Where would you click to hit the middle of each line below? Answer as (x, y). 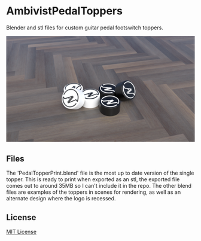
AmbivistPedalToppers (64, 11)
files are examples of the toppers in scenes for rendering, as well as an (94, 192)
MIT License (22, 232)
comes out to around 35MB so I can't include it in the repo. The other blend (99, 186)
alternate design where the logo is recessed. (61, 199)
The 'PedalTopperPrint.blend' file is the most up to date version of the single (100, 173)
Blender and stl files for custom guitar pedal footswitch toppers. (85, 28)
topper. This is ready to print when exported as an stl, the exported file (93, 179)
